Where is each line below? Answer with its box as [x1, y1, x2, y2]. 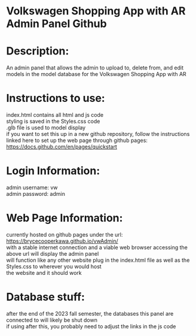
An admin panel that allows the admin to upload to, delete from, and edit [6, 64, 184, 71]
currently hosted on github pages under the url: [6, 231, 123, 238]
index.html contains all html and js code [6, 111, 103, 119]
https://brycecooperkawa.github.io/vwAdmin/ [6, 237, 118, 244]
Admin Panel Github [6, 17, 107, 31]
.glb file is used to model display [6, 124, 85, 131]
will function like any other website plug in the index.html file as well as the [6, 256, 190, 264]
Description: [6, 44, 69, 58]
